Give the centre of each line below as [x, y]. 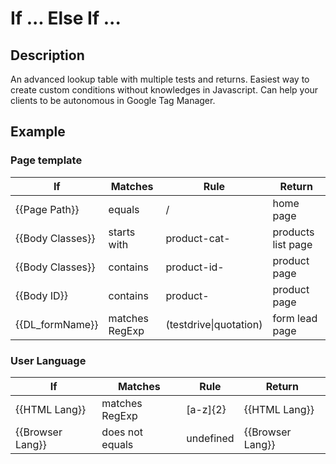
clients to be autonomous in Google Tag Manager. [113, 100]
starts [122, 232]
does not [122, 432]
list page [292, 244]
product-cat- [198, 238]
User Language [48, 360]
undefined [210, 438]
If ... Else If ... [66, 18]
